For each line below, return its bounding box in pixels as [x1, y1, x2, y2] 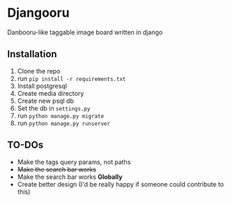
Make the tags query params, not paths [17, 157, 131, 166]
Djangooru [7, 5, 70, 21]
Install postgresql [17, 82, 68, 90]
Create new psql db [17, 96, 75, 105]
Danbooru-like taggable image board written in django [7, 28, 163, 36]
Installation [7, 48, 57, 60]
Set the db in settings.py [17, 103, 91, 113]
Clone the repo [17, 66, 61, 75]
